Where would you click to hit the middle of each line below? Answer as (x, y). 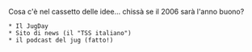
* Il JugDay (28, 26)
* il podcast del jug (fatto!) (61, 40)
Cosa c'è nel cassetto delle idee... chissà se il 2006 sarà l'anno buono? (126, 12)
